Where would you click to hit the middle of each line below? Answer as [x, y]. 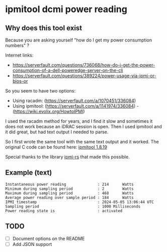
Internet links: [19, 55]
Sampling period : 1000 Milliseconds [73, 206]
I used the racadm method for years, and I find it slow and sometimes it [79, 121]
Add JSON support [32, 244]
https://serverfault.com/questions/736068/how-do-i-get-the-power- [84, 65]
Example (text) [29, 173]
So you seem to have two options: [40, 91]
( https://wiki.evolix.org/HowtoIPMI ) [49, 111]
